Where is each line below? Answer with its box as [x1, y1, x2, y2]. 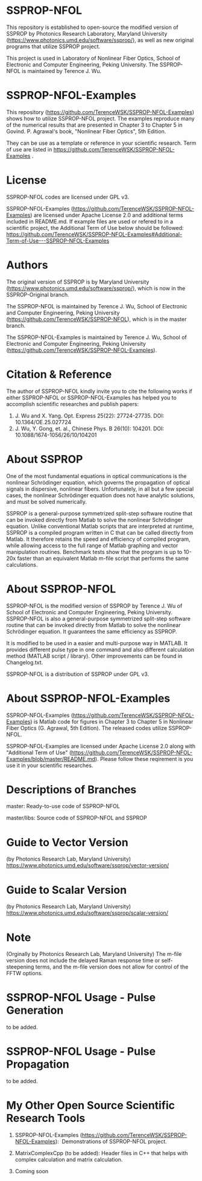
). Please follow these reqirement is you [95, 755, 194, 762]
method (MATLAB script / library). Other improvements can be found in [6, 652, 183, 660]
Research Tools [6, 1112, 86, 1125]
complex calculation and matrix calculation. [14, 1156, 123, 1163]
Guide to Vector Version [6, 835, 128, 849]
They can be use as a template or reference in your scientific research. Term [6, 139, 197, 147]
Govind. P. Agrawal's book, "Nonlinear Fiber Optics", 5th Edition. [6, 127, 166, 135]
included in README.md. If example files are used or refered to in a [6, 218, 174, 225]
